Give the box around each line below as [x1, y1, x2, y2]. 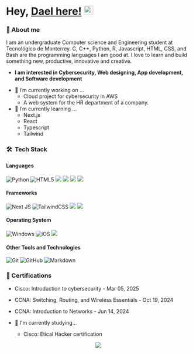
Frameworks [6, 190, 37, 197]
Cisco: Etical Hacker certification [23, 331, 102, 338]
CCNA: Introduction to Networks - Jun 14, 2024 [14, 308, 130, 315]
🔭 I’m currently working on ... [14, 87, 84, 94]
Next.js [23, 112, 41, 119]
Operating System [6, 217, 51, 224]
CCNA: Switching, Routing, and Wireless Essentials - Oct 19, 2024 [14, 296, 174, 304]
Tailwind [23, 130, 44, 137]
